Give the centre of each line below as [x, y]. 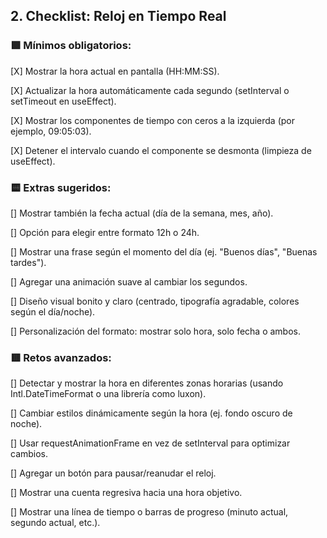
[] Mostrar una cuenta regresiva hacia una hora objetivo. [126, 493]
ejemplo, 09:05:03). [51, 131]
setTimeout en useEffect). [63, 101]
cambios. [29, 454]
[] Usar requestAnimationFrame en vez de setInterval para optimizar [150, 443]
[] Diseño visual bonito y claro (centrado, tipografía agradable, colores [155, 301]
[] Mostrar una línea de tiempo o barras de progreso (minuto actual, [149, 512]
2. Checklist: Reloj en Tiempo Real [118, 16]
